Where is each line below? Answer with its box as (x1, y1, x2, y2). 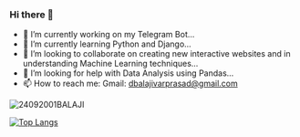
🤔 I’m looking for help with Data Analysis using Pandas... (22, 68, 234, 79)
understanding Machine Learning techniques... (22, 58, 199, 69)
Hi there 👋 (9, 8, 55, 21)
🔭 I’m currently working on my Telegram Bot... (22, 29, 195, 40)
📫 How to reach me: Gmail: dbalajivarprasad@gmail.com (22, 78, 239, 90)
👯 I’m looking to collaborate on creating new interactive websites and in (22, 48, 291, 59)
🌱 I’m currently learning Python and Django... (22, 38, 191, 49)
